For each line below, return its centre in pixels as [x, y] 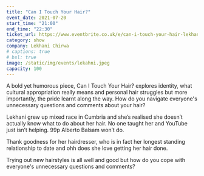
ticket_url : [21, 35]
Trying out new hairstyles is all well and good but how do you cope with [96, 160]
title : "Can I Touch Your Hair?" [49, 12]
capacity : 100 [24, 69]
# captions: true [28, 52]
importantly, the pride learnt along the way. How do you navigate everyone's [102, 99]
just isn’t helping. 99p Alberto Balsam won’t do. [65, 130]
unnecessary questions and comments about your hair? [76, 105]
